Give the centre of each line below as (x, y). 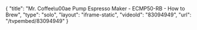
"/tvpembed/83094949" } (37, 21)
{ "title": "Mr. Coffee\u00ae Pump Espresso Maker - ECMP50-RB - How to (95, 9)
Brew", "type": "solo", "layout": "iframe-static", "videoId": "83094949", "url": (98, 15)
